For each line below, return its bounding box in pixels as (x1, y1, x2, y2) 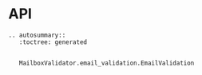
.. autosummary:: (8, 31, 66, 39)
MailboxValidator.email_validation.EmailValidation (18, 59, 195, 67)
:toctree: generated (18, 37, 88, 46)
